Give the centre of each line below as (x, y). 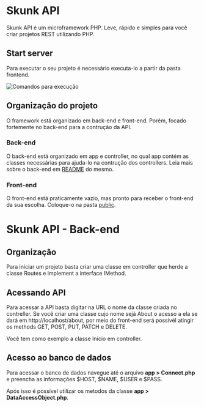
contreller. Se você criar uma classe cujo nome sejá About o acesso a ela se (102, 313)
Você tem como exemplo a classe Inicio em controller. (74, 338)
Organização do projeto (52, 106)
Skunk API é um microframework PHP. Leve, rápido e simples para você (97, 28)
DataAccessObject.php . (38, 397)
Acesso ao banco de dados (59, 358)
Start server (30, 54)
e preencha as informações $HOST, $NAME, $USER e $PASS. (85, 379)
